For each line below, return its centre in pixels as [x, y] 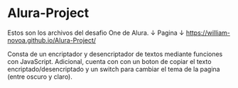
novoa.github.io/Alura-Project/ [52, 40]
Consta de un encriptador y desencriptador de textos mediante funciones [115, 54]
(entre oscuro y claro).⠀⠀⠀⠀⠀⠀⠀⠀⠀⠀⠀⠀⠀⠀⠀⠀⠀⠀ [81, 77]
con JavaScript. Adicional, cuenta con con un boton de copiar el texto [109, 61]
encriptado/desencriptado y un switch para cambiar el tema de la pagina [114, 69]
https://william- [208, 33]
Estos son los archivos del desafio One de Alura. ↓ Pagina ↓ [96, 33]
